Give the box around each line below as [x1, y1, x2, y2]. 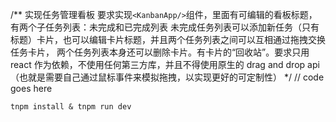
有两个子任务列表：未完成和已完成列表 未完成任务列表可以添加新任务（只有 [10, 21, 320, 33]
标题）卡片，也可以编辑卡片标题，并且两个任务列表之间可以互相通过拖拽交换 [10, 34, 326, 45]
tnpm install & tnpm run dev [10, 102, 132, 112]
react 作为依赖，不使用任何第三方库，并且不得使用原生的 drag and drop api [10, 59, 320, 70]
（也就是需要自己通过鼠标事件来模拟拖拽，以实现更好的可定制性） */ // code [10, 71, 325, 83]
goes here [10, 83, 53, 94]
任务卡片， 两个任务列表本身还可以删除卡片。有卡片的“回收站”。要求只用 [10, 46, 310, 58]
